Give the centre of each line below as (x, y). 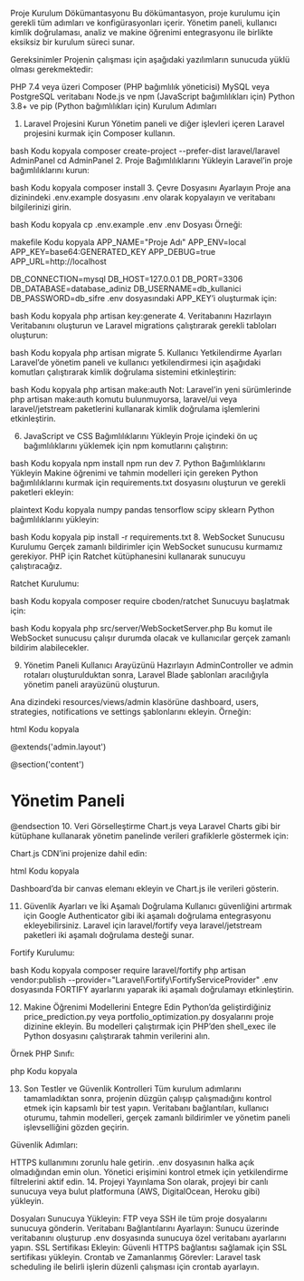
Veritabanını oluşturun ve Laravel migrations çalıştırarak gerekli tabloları (143, 325)
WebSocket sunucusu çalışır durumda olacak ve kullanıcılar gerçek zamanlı (150, 638)
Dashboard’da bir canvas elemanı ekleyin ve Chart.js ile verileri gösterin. (145, 888)
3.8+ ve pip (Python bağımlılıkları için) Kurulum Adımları (114, 106)
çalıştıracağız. (36, 566)
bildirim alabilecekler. (50, 647)
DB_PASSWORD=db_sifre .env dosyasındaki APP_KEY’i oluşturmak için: (144, 298)
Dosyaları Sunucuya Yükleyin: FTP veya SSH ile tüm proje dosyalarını (139, 1218)
